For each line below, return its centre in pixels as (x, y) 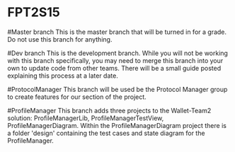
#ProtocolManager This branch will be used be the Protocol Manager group (117, 89)
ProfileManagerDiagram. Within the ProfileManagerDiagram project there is (117, 125)
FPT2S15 (34, 12)
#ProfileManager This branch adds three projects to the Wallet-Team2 (109, 110)
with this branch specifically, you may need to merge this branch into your (115, 60)
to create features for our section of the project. (77, 97)
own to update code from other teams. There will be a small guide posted (114, 68)
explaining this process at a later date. (63, 76)
